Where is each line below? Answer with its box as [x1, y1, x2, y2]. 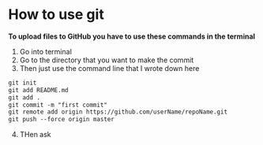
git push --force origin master [8, 116, 115, 124]
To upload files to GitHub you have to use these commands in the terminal [8, 32, 255, 41]
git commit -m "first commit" [8, 101, 108, 109]
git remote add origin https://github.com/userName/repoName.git [8, 108, 227, 116]
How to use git [8, 6, 104, 24]
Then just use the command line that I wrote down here [19, 63, 200, 72]
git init [8, 79, 37, 87]
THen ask [19, 130, 51, 139]
